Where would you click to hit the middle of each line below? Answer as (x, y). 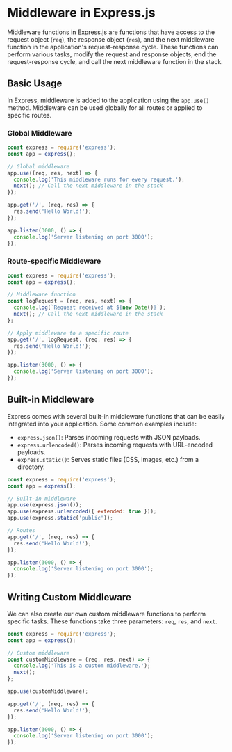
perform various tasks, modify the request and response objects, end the (112, 54)
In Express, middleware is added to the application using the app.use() (108, 100)
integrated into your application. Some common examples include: (102, 424)
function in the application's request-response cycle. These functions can (113, 47)
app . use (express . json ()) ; (44, 505)
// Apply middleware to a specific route (68, 333)
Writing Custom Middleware (69, 597)
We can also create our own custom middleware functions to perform (107, 614)
